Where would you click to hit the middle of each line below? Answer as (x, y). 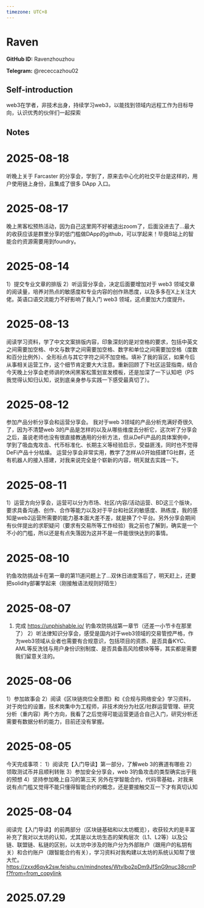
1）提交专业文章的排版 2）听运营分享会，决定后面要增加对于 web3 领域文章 (101, 284)
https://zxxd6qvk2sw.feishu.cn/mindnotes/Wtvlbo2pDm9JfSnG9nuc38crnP (101, 867)
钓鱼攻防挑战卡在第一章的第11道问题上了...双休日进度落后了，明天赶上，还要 (101, 576)
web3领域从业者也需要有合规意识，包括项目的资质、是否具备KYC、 (105, 641)
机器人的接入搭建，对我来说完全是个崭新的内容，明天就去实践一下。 (97, 460)
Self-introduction (40, 90)
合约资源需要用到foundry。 (45, 241)
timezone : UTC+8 (27, 12)
